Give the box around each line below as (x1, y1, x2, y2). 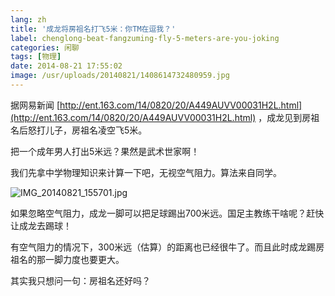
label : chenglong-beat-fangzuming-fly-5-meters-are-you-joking (10, 33, 280, 43)
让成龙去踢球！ (10, 219, 72, 231)
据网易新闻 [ (10, 99, 61, 111)
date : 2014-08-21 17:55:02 (10, 61, 123, 71)
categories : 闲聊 (10, 42, 80, 53)
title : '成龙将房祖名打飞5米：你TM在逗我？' (10, 24, 177, 34)
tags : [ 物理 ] (10, 52, 62, 62)
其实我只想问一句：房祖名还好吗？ (10, 274, 151, 286)
